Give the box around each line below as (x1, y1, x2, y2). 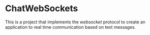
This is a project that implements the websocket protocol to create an (5, 19, 146, 25)
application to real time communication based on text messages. (5, 24, 136, 30)
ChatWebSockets (5, 3, 78, 14)
